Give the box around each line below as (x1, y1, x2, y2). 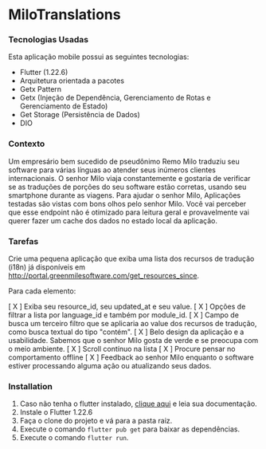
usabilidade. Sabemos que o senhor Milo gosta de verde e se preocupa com (8, 336, 259, 345)
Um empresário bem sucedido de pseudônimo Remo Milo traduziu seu (8, 156, 241, 166)
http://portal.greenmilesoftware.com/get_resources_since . (8, 271, 200, 281)
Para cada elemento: (8, 286, 76, 296)
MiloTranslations (8, 6, 121, 24)
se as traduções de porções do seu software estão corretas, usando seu (8, 182, 247, 191)
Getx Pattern (19, 85, 62, 94)
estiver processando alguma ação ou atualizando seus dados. (8, 361, 212, 371)
